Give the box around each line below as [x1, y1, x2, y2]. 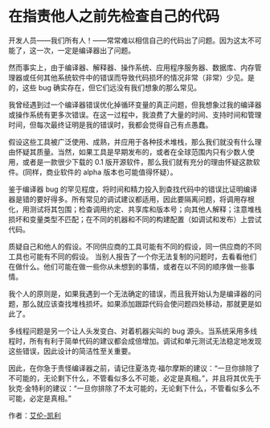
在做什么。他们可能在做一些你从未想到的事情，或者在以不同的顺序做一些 [8, 261, 247, 271]
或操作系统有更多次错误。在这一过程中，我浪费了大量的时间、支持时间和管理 [8, 109, 262, 119]
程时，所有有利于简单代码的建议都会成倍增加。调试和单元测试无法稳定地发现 [8, 335, 262, 346]
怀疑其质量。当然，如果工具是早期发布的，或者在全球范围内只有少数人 [14, 146, 247, 157]
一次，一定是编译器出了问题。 [35, 45, 135, 55]
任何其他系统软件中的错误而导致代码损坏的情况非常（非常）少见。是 [29, 72, 255, 82]
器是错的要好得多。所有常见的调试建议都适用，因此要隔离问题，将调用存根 [8, 194, 255, 204]
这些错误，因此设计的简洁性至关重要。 [8, 346, 135, 356]
